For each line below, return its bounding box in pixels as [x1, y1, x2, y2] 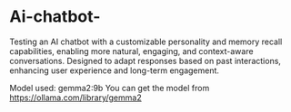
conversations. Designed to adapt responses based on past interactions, [9, 55, 282, 66]
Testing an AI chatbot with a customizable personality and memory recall [9, 36, 283, 47]
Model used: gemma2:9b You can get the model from [9, 82, 210, 93]
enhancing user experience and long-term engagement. [9, 65, 220, 76]
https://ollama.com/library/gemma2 [9, 92, 143, 103]
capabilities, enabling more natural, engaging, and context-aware [9, 45, 254, 56]
